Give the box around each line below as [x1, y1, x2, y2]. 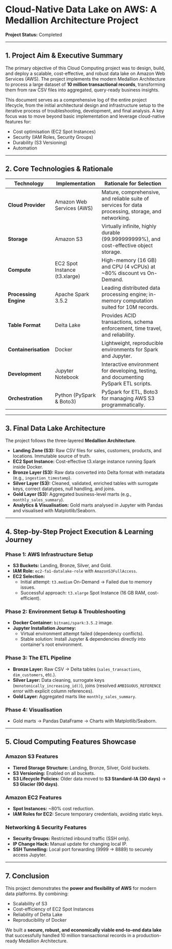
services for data [101, 201, 142, 209]
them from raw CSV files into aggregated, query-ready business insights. [5, 86, 160, 93]
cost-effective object [101, 241, 153, 249]
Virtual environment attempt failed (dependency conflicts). [20, 630, 144, 637]
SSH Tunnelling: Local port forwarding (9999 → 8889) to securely [12, 846, 153, 852]
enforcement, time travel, [101, 325, 162, 332]
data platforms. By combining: [5, 890, 69, 897]
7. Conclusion [5, 871, 50, 880]
